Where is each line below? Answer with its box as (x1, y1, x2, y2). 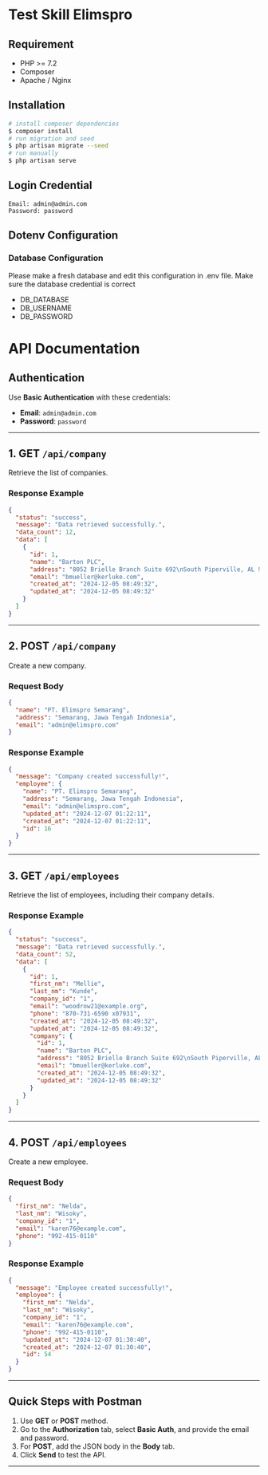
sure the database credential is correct (8, 279, 136, 289)
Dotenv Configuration (8, 229, 119, 243)
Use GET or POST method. (19, 1416, 109, 1426)
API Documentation (8, 339, 140, 357)
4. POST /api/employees (8, 1135, 128, 1150)
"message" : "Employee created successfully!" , (15, 1284, 173, 1292)
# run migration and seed (8, 134, 94, 143)
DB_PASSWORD (19, 311, 73, 321)
